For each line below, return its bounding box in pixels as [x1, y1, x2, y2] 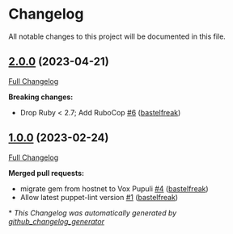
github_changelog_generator [8, 216, 105, 226]
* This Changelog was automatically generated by [8, 207, 177, 218]
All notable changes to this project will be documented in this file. [8, 31, 227, 41]
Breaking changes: [8, 92, 74, 102]
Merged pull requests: [8, 168, 85, 178]
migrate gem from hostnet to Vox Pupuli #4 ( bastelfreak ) [19, 183, 209, 194]
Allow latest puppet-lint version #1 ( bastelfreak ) [19, 192, 179, 202]
